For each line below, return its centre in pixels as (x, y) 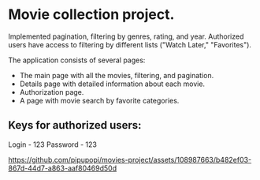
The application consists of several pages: (77, 60)
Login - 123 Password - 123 (52, 144)
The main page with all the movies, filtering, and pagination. (117, 75)
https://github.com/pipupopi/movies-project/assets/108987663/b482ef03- (130, 159)
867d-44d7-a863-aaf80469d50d (62, 168)
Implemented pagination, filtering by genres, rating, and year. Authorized (126, 36)
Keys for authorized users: (75, 125)
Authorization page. (52, 92)
